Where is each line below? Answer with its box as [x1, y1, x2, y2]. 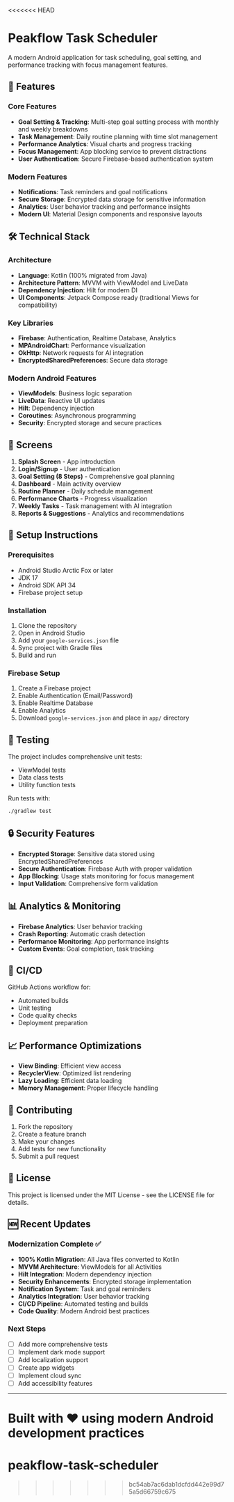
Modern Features [8, 172, 68, 182]
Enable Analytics [17, 706, 67, 715]
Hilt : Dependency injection [17, 404, 94, 413]
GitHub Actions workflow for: [8, 983, 91, 991]
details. [8, 1198, 29, 1206]
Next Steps [8, 1324, 47, 1334]
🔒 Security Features [8, 828, 95, 839]
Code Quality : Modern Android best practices [17, 1306, 150, 1315]
